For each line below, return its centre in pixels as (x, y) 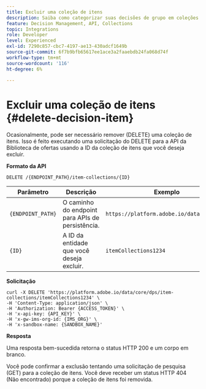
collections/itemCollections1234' (51, 298)
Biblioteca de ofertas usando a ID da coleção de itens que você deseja (95, 148)
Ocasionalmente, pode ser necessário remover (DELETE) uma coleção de (99, 135)
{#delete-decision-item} (70, 118)
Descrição (81, 192)
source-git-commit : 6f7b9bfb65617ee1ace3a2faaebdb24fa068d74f (87, 52)
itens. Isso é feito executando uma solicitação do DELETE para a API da (97, 141)
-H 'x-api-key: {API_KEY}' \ (44, 314)
